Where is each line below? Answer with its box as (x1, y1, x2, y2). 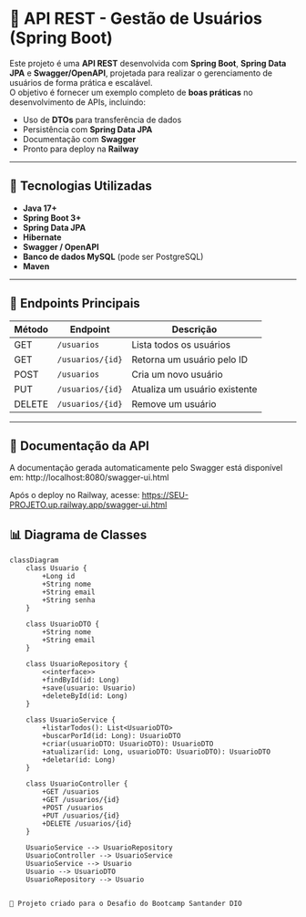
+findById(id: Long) (42, 675, 120, 685)
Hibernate (22, 232, 62, 243)
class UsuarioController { (25, 779, 128, 788)
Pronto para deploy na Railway (22, 143, 139, 154)
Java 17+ (22, 203, 57, 214)
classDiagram (9, 556, 59, 565)
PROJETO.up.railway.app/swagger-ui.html (9, 499, 168, 510)
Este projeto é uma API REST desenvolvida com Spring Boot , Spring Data (9, 57, 287, 68)
